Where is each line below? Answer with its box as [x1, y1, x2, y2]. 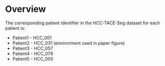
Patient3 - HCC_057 [12, 45, 53, 51]
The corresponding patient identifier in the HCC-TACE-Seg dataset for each [5, 20, 161, 26]
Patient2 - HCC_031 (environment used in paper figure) [12, 40, 125, 46]
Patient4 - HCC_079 [12, 51, 53, 57]
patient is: [5, 25, 26, 31]
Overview [5, 3, 46, 15]
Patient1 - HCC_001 [12, 35, 52, 41]
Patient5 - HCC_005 [12, 56, 54, 62]
